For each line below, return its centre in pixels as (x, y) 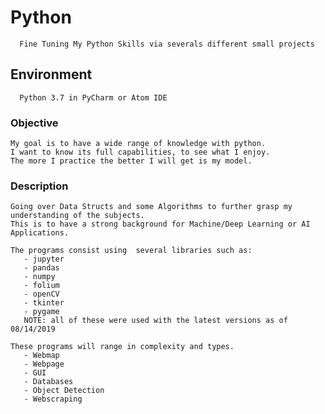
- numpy (39, 277)
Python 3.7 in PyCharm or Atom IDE (93, 97)
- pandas (41, 268)
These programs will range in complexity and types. (122, 347)
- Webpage (44, 364)
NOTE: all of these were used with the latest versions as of (155, 321)
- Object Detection (64, 391)
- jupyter (44, 259)
